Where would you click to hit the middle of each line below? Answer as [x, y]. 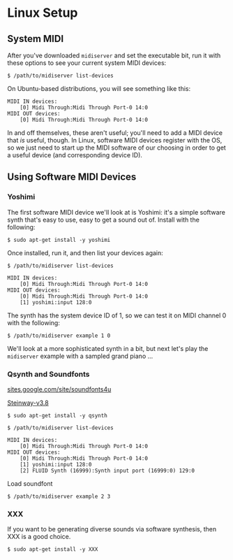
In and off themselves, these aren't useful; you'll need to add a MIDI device [115, 133]
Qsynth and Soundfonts [48, 374]
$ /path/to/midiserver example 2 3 [59, 496]
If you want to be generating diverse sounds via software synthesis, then [112, 529]
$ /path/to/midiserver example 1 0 [59, 336]
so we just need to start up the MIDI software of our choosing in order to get [117, 148]
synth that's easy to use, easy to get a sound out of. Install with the [104, 220]
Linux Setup [43, 13]
